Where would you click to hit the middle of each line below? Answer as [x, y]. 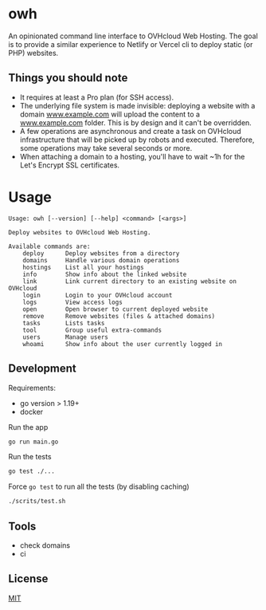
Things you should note [68, 78]
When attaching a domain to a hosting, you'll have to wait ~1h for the [132, 156]
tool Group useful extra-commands [92, 330]
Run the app [28, 427]
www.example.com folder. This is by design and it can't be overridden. [136, 122]
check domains [45, 545]
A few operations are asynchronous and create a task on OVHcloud [130, 131]
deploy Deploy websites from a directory [101, 253]
